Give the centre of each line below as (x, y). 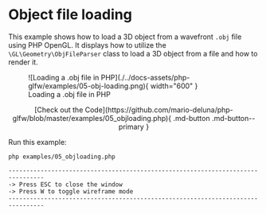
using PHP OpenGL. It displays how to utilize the (88, 45)
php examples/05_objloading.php (62, 157)
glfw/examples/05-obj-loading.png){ (88, 86)
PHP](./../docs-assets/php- (145, 77)
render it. (23, 62)
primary (131, 126)
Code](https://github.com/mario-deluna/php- (159, 110)
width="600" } (174, 86)
